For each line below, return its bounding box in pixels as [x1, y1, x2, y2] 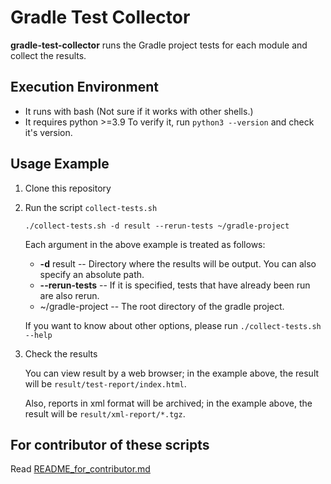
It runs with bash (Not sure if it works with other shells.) [24, 105, 254, 117]
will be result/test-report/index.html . [24, 377, 187, 390]
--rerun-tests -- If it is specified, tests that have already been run [39, 279, 311, 291]
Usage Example [10, 156, 110, 173]
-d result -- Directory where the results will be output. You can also [39, 257, 317, 270]
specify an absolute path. [39, 268, 145, 280]
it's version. [24, 126, 73, 138]
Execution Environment [10, 79, 159, 96]
